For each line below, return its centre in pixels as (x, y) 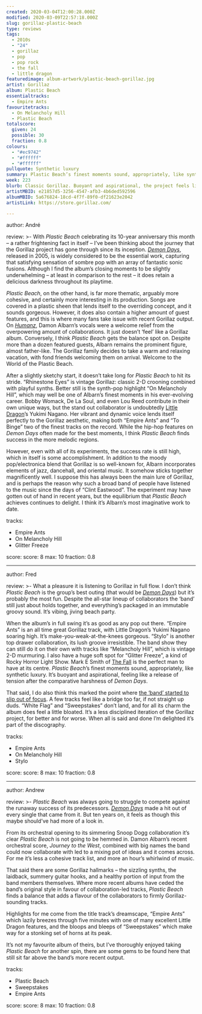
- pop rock (25, 62)
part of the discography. (36, 725)
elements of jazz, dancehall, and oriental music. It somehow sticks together (100, 471)
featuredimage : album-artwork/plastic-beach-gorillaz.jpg (80, 79)
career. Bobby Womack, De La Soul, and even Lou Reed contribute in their (98, 401)
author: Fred (22, 575)
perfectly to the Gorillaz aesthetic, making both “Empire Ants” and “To (93, 421)
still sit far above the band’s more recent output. (66, 958)
